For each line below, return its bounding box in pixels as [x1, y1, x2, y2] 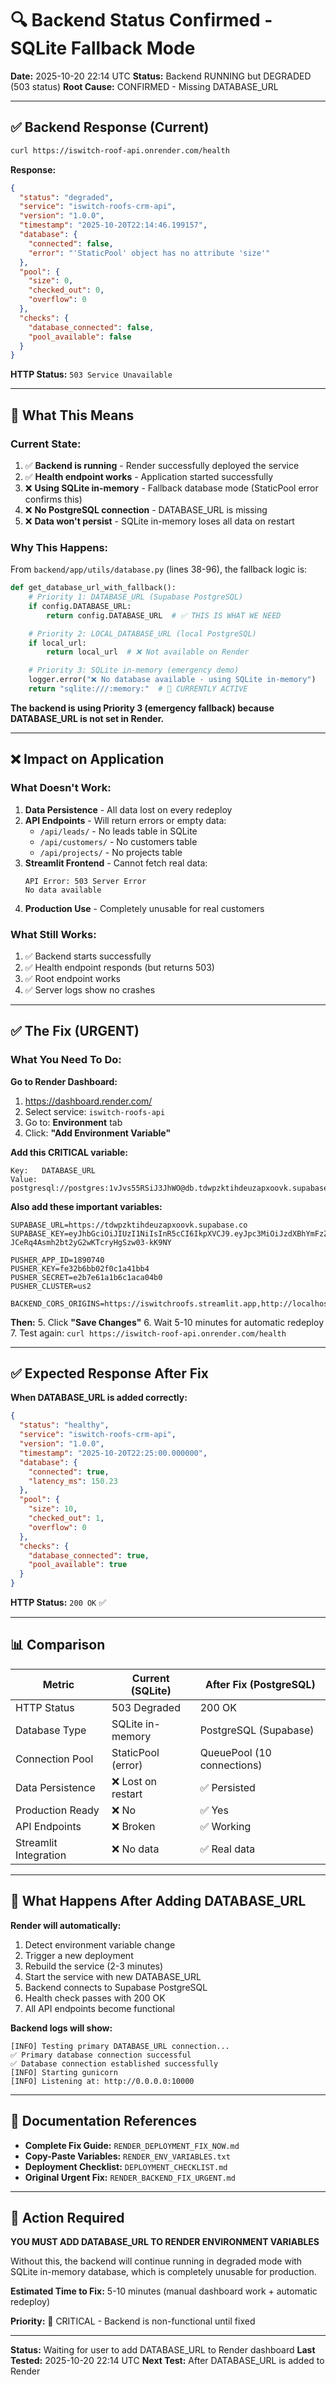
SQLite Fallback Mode [10, 37, 196, 60]
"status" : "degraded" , [19, 192, 114, 202]
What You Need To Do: [10, 1053, 122, 1067]
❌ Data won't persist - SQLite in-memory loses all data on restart [24, 515, 295, 527]
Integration [15, 1848, 67, 1862]
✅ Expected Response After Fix [10, 1365, 209, 1382]
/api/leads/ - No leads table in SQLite [39, 825, 198, 837]
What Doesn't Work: [10, 781, 112, 795]
